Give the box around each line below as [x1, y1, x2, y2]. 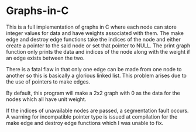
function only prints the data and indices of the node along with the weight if [6, 48, 190, 55]
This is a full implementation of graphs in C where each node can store [6, 23, 177, 30]
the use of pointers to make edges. [6, 78, 91, 85]
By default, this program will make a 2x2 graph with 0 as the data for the [6, 89, 180, 96]
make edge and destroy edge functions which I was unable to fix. [6, 119, 164, 126]
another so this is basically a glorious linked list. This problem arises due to [6, 72, 187, 79]
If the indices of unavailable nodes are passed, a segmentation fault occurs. [6, 107, 189, 114]
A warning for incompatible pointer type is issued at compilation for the [6, 113, 178, 120]
